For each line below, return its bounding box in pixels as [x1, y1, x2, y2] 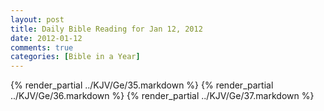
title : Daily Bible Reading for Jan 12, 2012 [10, 24, 203, 34]
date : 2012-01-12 [10, 33, 83, 43]
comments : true [10, 42, 74, 53]
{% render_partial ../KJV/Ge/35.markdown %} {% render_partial [10, 79, 274, 91]
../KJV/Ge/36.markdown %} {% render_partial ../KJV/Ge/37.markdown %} [10, 90, 315, 102]
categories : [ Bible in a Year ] [10, 52, 141, 62]
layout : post [10, 14, 65, 25]
